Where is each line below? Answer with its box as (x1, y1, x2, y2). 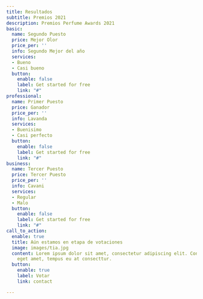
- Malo (11, 200, 28, 206)
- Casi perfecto (11, 132, 53, 139)
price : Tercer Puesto (11, 172, 66, 178)
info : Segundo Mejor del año (11, 48, 85, 54)
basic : (6, 25, 23, 32)
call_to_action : (6, 228, 47, 234)
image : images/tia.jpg (11, 245, 69, 251)
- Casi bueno (11, 65, 45, 71)
